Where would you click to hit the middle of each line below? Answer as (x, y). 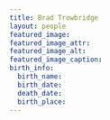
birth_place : (42, 102)
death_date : (40, 93)
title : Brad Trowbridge (54, 18)
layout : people (38, 26)
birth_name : (40, 77)
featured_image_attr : (50, 43)
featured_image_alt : (48, 51)
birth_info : (32, 69)
